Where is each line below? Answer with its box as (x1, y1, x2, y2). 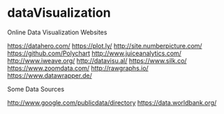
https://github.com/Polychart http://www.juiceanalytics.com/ (7, 49, 181, 57)
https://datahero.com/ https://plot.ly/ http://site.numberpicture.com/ (7, 41, 202, 50)
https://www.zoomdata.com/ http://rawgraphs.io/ (7, 64, 149, 72)
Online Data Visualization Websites (7, 28, 107, 36)
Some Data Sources (7, 85, 65, 93)
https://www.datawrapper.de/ (7, 71, 92, 80)
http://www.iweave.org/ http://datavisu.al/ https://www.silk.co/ (7, 56, 187, 64)
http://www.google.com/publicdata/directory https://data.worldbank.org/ (7, 98, 217, 106)
